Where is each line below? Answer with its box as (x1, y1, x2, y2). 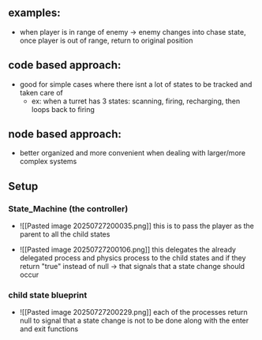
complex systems (19, 157, 77, 166)
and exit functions (19, 324, 79, 334)
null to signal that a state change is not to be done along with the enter (19, 316, 249, 326)
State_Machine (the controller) (8, 203, 129, 214)
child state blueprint (8, 290, 88, 301)
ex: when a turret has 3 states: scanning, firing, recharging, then (31, 96, 241, 106)
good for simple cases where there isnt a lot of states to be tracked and (19, 79, 253, 89)
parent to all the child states (19, 230, 110, 239)
